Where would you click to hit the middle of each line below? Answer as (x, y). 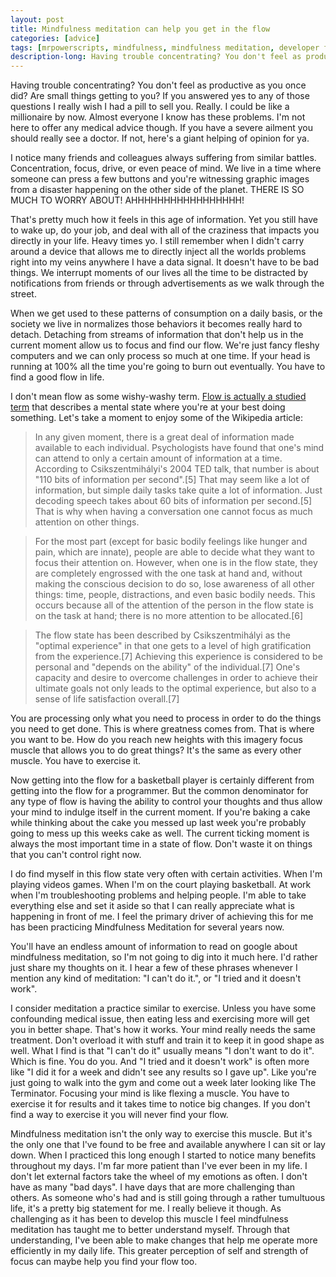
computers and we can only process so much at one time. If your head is (160, 356)
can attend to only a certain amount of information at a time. (158, 458)
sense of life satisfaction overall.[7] (107, 699)
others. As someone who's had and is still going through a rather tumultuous (168, 1198)
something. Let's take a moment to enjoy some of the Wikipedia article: (156, 418)
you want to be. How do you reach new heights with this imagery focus (156, 740)
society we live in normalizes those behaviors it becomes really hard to (156, 324)
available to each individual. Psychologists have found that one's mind (179, 448)
